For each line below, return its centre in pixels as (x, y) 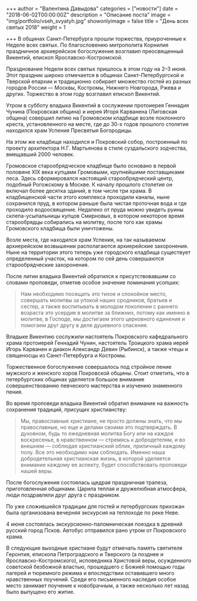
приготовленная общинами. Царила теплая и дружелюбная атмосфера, (96, 489)
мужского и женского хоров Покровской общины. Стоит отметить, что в (98, 373)
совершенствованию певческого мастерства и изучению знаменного (94, 386)
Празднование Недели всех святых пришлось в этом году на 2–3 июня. (96, 69)
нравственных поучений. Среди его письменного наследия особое (91, 579)
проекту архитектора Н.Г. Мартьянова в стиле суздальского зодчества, (97, 148)
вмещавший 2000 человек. (40, 154)
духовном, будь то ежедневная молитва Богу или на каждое (97, 433)
